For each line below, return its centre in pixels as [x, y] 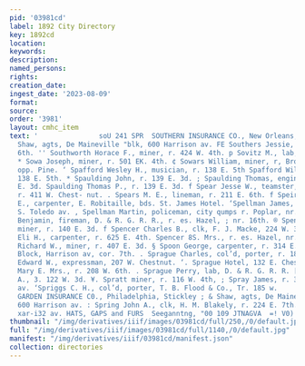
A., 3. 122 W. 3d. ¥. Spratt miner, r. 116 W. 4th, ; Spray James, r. [154, 280]
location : [28, 43]
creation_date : [38, 85]
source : [24, 111]
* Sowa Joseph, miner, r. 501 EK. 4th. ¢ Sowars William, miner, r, [150, 161]
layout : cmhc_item [44, 128]
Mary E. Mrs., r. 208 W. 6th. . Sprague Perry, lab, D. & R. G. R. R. [154, 272]
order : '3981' [36, 119]
